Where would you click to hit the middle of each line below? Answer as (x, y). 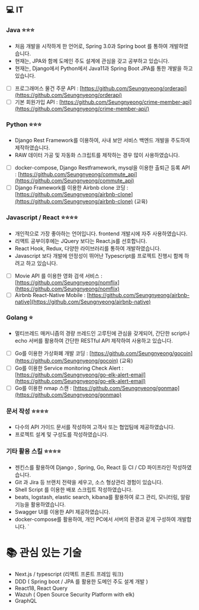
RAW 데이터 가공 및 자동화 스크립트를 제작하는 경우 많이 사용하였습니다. (97, 155)
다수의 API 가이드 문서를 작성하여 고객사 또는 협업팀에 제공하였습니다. (95, 427)
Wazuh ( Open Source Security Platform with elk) (75, 594)
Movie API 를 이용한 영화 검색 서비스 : (58, 276)
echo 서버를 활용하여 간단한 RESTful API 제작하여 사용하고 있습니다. (94, 340)
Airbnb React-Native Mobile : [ (52, 295)
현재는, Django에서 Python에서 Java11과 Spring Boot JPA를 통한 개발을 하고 (104, 68)
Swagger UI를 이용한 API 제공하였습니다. (62, 512)
